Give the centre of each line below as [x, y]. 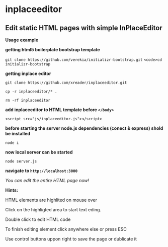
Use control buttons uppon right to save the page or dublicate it [71, 239]
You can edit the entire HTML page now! [47, 180]
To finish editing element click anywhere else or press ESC [66, 229]
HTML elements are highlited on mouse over [51, 200]
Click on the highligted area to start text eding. [53, 210]
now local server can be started [39, 152]
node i [12, 143]
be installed [18, 134]
